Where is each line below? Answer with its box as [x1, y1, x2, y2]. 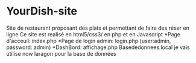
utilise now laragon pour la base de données [6, 50, 116, 57]
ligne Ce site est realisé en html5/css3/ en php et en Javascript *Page [6, 30, 181, 38]
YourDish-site [6, 4, 77, 18]
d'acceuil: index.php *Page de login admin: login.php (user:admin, [6, 37, 171, 44]
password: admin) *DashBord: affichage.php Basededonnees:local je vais [6, 44, 190, 51]
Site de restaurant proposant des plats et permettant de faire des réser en [6, 24, 190, 31]
